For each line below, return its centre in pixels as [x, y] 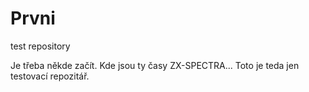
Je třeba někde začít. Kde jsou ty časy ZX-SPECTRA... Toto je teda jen [155, 65]
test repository [40, 46]
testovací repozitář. [50, 76]
